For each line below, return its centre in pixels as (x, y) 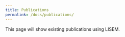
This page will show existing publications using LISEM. (62, 29)
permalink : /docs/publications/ (40, 15)
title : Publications (27, 10)
